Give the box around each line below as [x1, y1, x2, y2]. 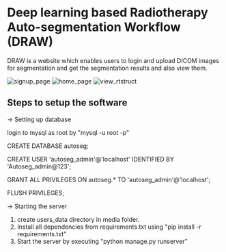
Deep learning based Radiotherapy [7, 5, 208, 21]
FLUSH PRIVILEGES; [7, 188, 65, 197]
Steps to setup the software [7, 97, 128, 109]
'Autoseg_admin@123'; [7, 162, 72, 171]
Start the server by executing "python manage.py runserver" [16, 237, 188, 245]
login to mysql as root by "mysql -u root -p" [7, 128, 130, 136]
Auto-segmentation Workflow [7, 19, 181, 35]
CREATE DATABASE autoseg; [7, 142, 89, 150]
